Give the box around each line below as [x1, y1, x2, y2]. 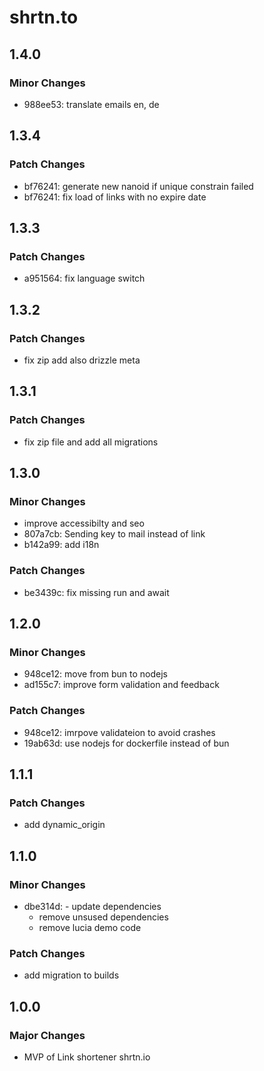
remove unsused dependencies [38, 911, 169, 923]
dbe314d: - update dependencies [23, 900, 162, 912]
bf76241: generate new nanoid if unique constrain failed [23, 180, 254, 192]
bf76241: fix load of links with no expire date [23, 191, 207, 203]
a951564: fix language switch [23, 272, 146, 285]
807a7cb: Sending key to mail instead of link [23, 528, 206, 540]
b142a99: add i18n [23, 539, 100, 551]
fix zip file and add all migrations [23, 436, 159, 448]
